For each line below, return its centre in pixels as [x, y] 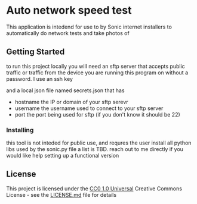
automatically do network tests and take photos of [68, 33]
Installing [20, 130]
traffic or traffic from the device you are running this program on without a [97, 73]
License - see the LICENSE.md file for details [61, 194]
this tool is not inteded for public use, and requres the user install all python [99, 143]
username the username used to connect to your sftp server [89, 108]
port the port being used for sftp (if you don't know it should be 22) [97, 114]
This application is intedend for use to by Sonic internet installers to [89, 27]
